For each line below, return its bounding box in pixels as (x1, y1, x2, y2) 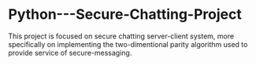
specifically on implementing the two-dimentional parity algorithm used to (8, 39, 248, 49)
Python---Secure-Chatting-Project (8, 5, 242, 23)
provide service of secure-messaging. (8, 48, 132, 57)
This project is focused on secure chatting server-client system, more (8, 31, 235, 41)
